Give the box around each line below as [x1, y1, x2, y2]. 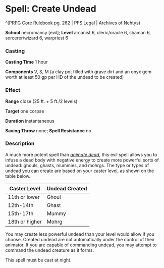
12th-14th [8, 201, 34, 208]
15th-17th [8, 210, 34, 217]
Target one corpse [5, 108, 44, 114]
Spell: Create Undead [5, 3, 97, 15]
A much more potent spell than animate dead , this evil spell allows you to [5, 151, 157, 157]
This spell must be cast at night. [5, 257, 72, 263]
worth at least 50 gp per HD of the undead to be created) [5, 74, 124, 80]
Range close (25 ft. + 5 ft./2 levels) [5, 98, 78, 104]
